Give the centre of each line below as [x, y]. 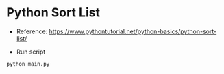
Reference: [32, 31]
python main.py [28, 64]
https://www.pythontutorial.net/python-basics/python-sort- [133, 31]
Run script [31, 52]
